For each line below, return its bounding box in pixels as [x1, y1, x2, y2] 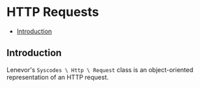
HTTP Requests [6, 4, 99, 20]
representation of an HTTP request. [6, 73, 109, 81]
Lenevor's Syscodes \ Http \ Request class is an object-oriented [6, 65, 194, 73]
